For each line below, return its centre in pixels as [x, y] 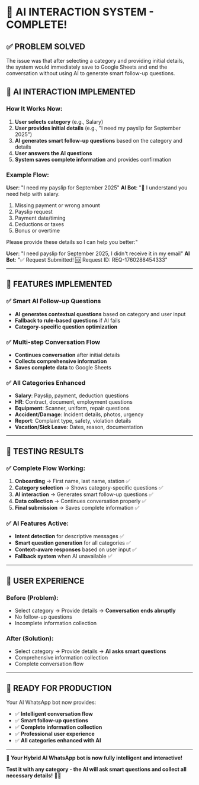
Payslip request [34, 211]
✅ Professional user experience [54, 734]
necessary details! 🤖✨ [34, 776]
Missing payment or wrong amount [57, 205]
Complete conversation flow [49, 664]
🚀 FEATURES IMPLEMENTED [59, 284]
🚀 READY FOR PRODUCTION [59, 688]
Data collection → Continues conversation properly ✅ [81, 501]
